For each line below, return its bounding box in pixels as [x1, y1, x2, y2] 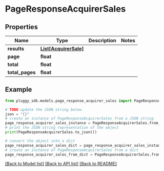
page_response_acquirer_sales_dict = [5, 143, 82, 148]
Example [5, 85, 32, 94]
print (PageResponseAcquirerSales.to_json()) [5, 130, 97, 135]
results [7, 45, 24, 52]
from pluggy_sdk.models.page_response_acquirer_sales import [5, 98, 132, 103]
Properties [5, 23, 38, 31]
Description [88, 37, 116, 44]
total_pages [7, 69, 36, 76]
